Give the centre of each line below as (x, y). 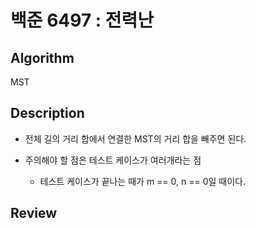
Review (34, 213)
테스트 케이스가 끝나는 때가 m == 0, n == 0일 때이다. (143, 181)
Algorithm (42, 57)
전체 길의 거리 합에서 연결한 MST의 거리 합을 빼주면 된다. (135, 138)
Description (47, 113)
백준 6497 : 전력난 (82, 20)
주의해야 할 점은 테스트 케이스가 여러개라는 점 (113, 160)
